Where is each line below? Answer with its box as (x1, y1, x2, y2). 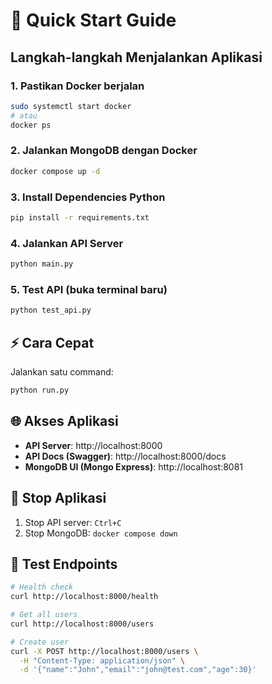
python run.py (10, 385, 70, 395)
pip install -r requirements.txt (10, 212, 150, 223)
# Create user (10, 637, 70, 647)
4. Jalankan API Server (10, 236, 124, 250)
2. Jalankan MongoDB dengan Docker (10, 144, 198, 158)
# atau (10, 110, 38, 121)
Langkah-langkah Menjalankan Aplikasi (10, 49, 263, 66)
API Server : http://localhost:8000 (24, 439, 163, 451)
